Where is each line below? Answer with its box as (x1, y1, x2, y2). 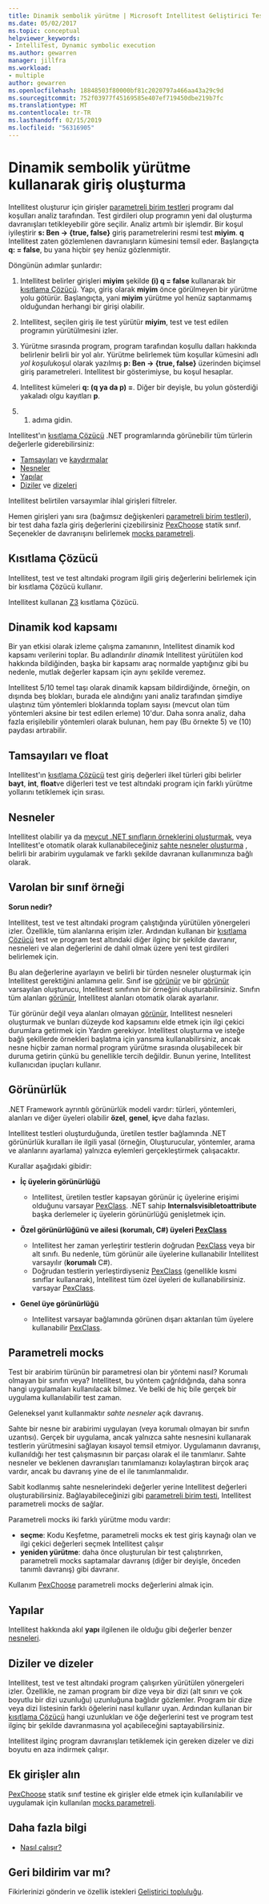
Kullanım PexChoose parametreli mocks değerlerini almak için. (8, 1580, 215, 1590)
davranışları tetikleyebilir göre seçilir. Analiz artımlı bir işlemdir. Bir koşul (8, 219, 243, 229)
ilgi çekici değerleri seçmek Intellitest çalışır (19, 1539, 164, 1549)
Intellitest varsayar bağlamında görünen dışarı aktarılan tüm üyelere (31, 1314, 254, 1324)
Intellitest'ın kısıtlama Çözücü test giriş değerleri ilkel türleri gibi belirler (8, 770, 242, 780)
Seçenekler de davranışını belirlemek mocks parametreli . (8, 528, 196, 538)
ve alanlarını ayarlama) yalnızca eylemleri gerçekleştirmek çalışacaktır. (8, 1146, 240, 1155)
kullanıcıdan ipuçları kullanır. (8, 1060, 102, 1069)
